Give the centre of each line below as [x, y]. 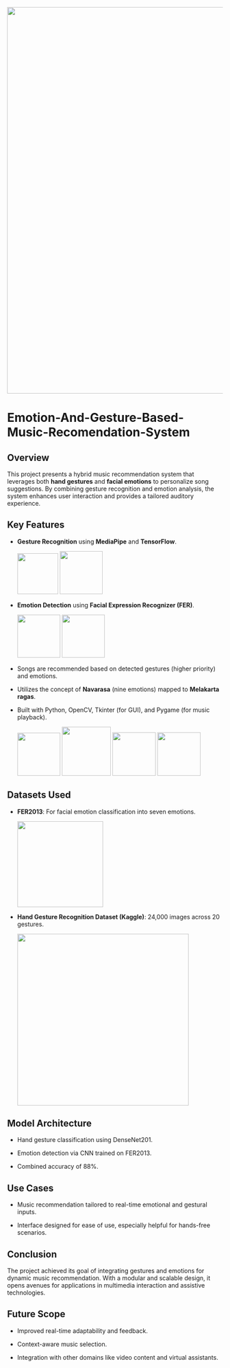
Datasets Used [39, 795]
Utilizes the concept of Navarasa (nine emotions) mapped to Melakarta [118, 689]
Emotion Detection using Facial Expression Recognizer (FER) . [106, 605]
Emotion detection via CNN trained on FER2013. [84, 1153]
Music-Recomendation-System [99, 433]
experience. [24, 503]
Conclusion [32, 1254]
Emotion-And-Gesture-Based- [95, 418]
